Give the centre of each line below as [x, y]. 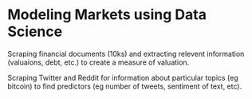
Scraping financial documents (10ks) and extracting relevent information [126, 53]
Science [35, 32]
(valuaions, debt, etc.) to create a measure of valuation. [98, 62]
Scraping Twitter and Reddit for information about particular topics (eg [123, 77]
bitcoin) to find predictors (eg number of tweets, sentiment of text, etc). [125, 86]
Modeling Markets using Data [107, 15]
